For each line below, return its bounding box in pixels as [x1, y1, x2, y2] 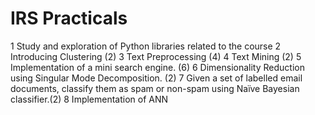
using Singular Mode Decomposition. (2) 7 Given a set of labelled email [10, 72, 303, 84]
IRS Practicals [10, 7, 128, 30]
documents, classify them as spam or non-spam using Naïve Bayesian [10, 82, 300, 94]
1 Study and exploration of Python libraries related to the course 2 [10, 40, 282, 52]
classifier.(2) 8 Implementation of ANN [10, 93, 169, 105]
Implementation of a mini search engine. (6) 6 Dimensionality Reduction [10, 61, 305, 73]
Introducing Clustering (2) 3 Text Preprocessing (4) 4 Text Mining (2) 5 [10, 50, 302, 62]
